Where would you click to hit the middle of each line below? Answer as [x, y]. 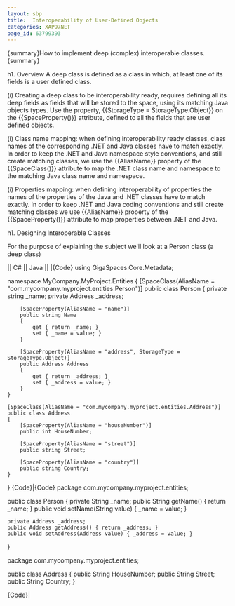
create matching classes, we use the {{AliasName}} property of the [104, 161]
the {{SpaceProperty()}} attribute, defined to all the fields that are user [109, 118]
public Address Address [55, 364]
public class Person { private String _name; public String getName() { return [116, 501]
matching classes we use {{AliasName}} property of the [88, 212]
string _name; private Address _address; [66, 296]
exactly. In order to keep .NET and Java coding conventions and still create [115, 205]
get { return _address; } [70, 377]
